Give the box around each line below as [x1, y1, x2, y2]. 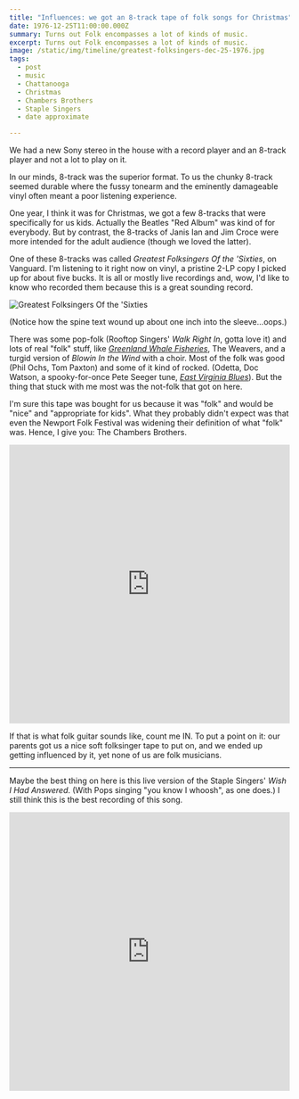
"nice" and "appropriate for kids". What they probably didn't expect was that [9, 408, 289, 419]
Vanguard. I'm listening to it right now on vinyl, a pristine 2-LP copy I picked [9, 263, 287, 274]
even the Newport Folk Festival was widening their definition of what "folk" [9, 417, 283, 428]
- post [17, 63, 42, 72]
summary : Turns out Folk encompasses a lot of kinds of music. [9, 29, 249, 38]
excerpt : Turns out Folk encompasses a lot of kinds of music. [9, 37, 249, 47]
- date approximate [17, 112, 90, 121]
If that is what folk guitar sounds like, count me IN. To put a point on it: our [9, 731, 280, 741]
